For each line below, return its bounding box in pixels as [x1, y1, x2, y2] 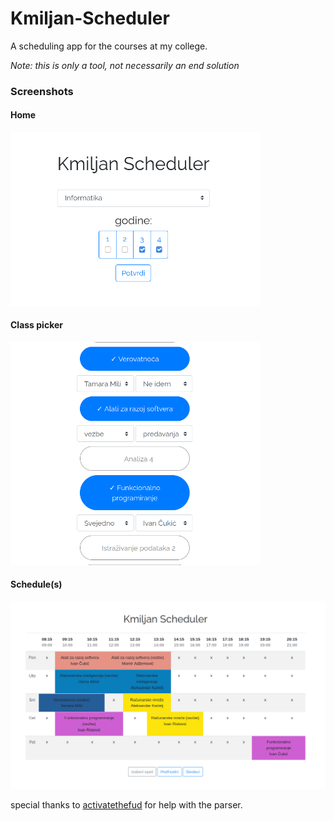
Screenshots [10, 84, 74, 98]
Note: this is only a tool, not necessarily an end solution [10, 59, 240, 71]
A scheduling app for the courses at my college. [10, 40, 208, 52]
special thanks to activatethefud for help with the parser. [10, 799, 243, 811]
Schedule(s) [10, 578, 63, 591]
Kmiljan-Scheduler [10, 7, 170, 30]
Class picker [10, 319, 63, 331]
